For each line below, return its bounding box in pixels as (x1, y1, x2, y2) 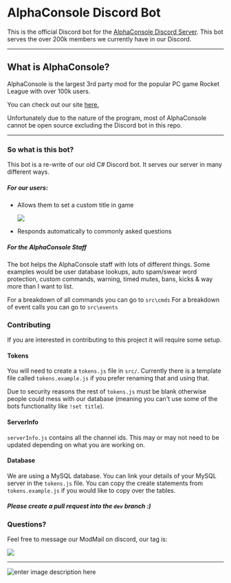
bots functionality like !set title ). (7, 402, 104, 411)
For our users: (7, 183, 48, 192)
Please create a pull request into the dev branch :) (7, 502, 151, 511)
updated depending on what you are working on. (7, 440, 146, 449)
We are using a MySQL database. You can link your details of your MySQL (7, 471, 217, 480)
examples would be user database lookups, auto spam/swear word (7, 267, 197, 276)
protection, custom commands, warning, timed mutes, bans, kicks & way (7, 274, 213, 283)
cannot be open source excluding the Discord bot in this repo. (7, 121, 182, 129)
